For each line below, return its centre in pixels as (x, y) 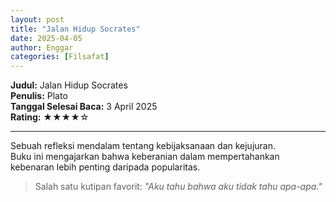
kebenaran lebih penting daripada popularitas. (105, 167)
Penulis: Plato (39, 96)
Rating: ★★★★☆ (50, 117)
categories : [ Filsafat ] (60, 57)
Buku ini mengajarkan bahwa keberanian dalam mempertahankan (145, 157)
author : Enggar (42, 47)
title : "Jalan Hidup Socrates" (75, 29)
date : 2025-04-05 (46, 38)
